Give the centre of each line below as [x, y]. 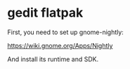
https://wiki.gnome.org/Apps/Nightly [60, 45]
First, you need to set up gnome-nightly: [66, 32]
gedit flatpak [45, 13]
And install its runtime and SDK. [53, 59]
